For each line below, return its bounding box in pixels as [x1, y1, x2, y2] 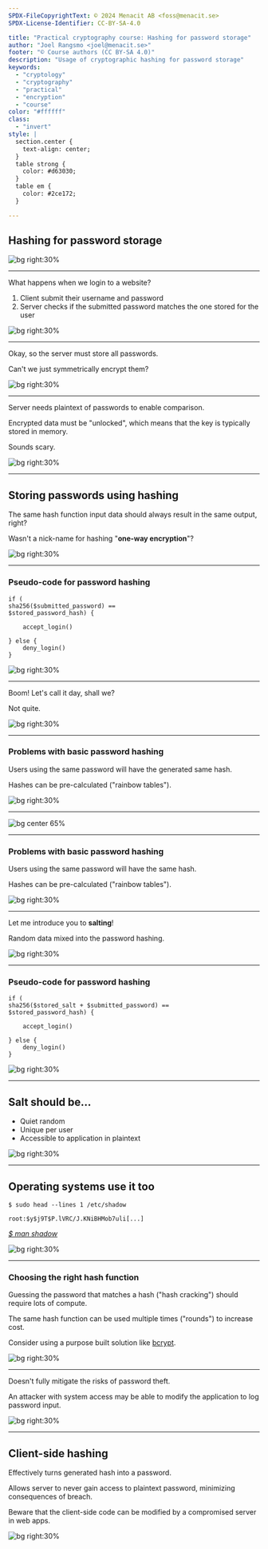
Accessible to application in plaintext [19, 1133, 141, 1144]
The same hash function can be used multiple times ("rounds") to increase [8, 1314, 254, 1323]
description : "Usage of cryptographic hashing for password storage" [8, 56, 245, 64]
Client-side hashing [8, 1447, 108, 1460]
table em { [15, 182, 52, 190]
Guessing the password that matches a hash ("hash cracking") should [8, 1290, 238, 1299]
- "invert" [15, 123, 52, 131]
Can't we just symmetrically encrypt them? [8, 365, 149, 374]
